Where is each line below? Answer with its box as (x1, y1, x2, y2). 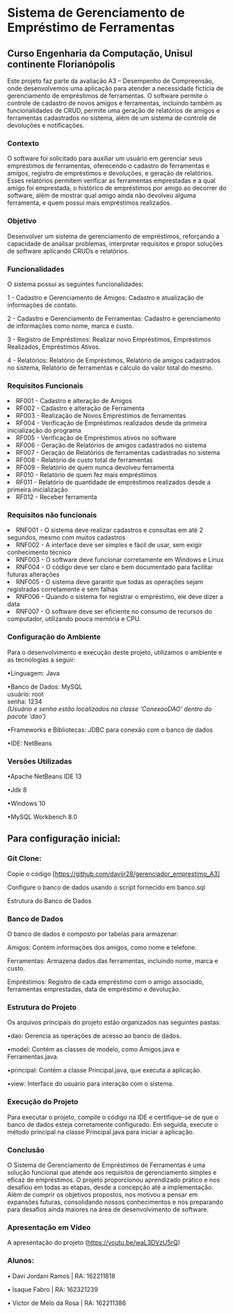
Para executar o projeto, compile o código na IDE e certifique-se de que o (7, 1113, 219, 1121)
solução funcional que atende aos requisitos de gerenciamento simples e (7, 1168, 217, 1176)
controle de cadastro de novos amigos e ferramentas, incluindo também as (7, 99, 223, 107)
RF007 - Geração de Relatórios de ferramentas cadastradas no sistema (16, 448, 220, 457)
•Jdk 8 (7, 785, 27, 795)
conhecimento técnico (7, 548, 72, 556)
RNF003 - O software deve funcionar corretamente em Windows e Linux (16, 556, 224, 564)
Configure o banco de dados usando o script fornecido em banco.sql (7, 883, 206, 891)
